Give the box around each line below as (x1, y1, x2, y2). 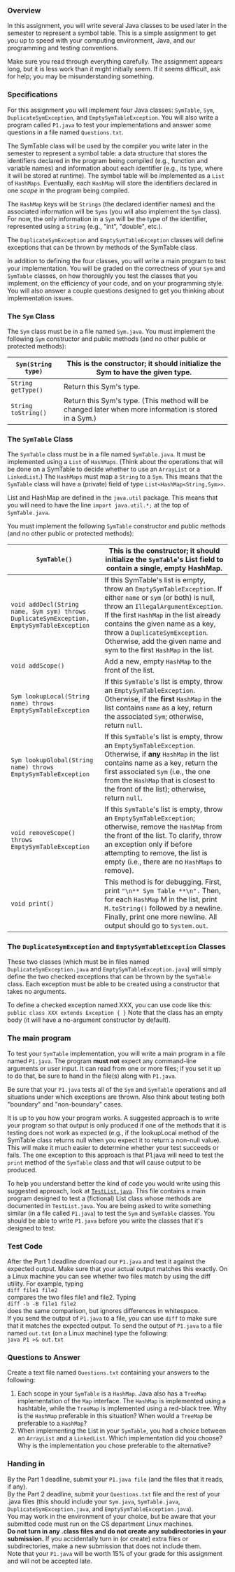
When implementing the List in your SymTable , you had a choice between (17, 1426, 227, 1435)
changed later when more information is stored (64, 405, 218, 414)
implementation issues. (7, 293, 74, 302)
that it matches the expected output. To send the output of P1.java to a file (7, 1321, 222, 1330)
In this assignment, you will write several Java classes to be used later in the (7, 22, 227, 30)
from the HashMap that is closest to (104, 776, 215, 785)
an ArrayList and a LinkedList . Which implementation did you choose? (17, 1434, 222, 1443)
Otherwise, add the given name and (104, 636, 222, 646)
